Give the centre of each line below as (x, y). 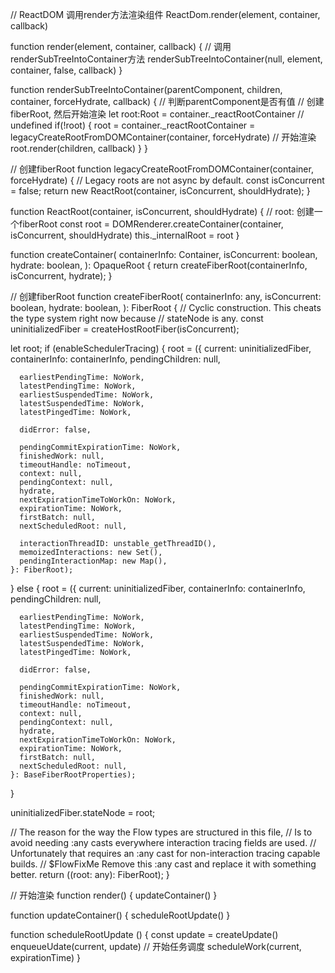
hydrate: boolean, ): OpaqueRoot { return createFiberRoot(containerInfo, (159, 265)
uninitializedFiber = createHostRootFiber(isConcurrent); (125, 329)
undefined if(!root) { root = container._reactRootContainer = (133, 125)
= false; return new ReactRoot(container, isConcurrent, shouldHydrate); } (160, 191)
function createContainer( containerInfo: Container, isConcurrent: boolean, (164, 254)
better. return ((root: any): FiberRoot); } (90, 874)
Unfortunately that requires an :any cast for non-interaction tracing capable (165, 853)
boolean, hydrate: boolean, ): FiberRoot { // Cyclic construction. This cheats (166, 307)
